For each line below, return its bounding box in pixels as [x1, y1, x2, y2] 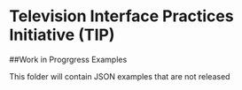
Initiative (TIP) [9, 25, 115, 45]
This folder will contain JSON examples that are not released [9, 71, 230, 81]
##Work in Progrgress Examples [9, 54, 128, 64]
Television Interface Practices [9, 6, 234, 26]
